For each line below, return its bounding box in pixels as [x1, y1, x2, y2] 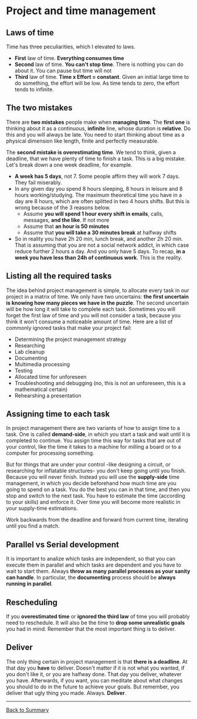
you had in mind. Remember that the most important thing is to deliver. [6, 625, 176, 632]
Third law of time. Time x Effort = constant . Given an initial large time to [14, 74, 189, 80]
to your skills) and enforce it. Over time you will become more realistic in [6, 499, 181, 506]
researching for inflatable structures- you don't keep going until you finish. [6, 467, 186, 475]
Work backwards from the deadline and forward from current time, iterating [6, 516, 189, 523]
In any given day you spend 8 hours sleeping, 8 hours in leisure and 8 [14, 185, 183, 192]
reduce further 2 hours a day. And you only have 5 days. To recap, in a [14, 247, 186, 254]
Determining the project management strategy [14, 336, 127, 343]
